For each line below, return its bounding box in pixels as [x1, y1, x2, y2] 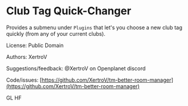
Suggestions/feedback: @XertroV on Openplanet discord [6, 64, 146, 72]
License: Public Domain [6, 42, 64, 49]
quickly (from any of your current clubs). [6, 30, 106, 37]
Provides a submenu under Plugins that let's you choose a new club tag [6, 24, 183, 31]
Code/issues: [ [6, 76, 42, 83]
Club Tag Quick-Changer [6, 4, 131, 18]
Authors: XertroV [6, 53, 48, 60]
